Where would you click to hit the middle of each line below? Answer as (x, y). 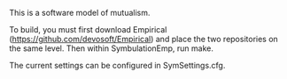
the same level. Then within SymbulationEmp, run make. (112, 48)
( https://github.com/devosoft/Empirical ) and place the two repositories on (144, 39)
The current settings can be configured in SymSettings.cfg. (117, 65)
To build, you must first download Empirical (88, 29)
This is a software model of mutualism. (80, 13)
